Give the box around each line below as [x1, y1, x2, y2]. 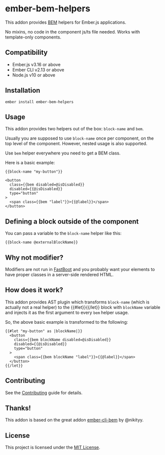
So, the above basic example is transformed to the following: [5, 319, 128, 325]
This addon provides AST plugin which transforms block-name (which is [5, 299, 150, 305]
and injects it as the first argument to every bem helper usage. [5, 309, 129, 315]
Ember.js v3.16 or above [12, 61, 61, 67]
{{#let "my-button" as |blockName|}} [5, 329, 83, 334]
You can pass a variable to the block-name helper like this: [5, 230, 122, 236]
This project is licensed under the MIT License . [5, 445, 100, 451]
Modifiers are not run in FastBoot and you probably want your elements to [5, 266, 155, 272]
